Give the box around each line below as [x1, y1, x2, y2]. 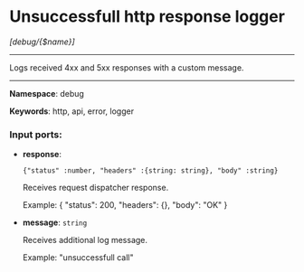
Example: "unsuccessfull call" [22, 252, 134, 263]
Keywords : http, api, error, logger [9, 106, 134, 117]
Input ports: [9, 128, 62, 141]
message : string [22, 217, 88, 228]
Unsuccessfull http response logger [9, 6, 285, 27]
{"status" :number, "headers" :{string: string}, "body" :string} [22, 166, 279, 175]
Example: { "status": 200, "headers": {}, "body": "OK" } [22, 200, 228, 211]
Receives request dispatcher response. [22, 183, 169, 193]
